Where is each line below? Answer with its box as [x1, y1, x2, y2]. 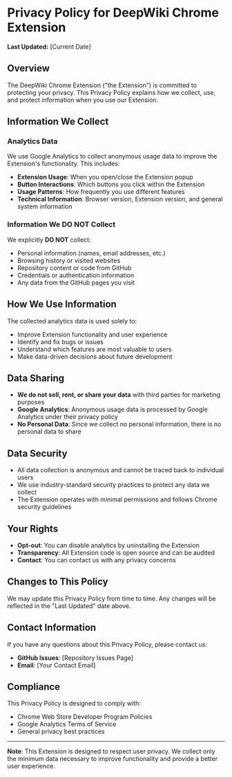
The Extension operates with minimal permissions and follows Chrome [17, 495, 217, 503]
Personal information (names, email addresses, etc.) [17, 249, 166, 257]
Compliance [7, 681, 61, 693]
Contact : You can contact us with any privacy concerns [17, 555, 176, 564]
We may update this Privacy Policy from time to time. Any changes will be [7, 594, 216, 602]
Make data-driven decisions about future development [17, 352, 173, 361]
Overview [7, 62, 50, 74]
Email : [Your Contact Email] [17, 661, 96, 669]
